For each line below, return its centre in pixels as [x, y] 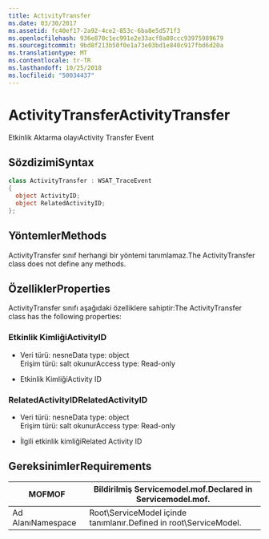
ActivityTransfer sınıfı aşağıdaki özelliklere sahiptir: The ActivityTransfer [125, 308]
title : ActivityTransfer [50, 16]
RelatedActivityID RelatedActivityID [78, 399]
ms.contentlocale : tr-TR [50, 61]
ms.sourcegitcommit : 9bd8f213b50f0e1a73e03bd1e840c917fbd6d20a [116, 46]
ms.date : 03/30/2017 [43, 23]
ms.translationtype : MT [48, 53]
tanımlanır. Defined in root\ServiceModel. [165, 522]
